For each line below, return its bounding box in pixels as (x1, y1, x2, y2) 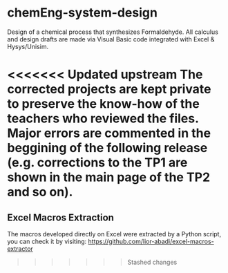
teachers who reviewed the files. (7, 111, 199, 126)
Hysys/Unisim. (7, 42, 49, 50)
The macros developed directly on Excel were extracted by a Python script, (7, 229, 222, 238)
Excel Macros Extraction (7, 211, 114, 223)
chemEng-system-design (7, 5, 158, 21)
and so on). (7, 185, 73, 200)
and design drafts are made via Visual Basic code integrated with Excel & (7, 35, 215, 43)
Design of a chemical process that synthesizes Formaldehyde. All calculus (7, 28, 219, 36)
